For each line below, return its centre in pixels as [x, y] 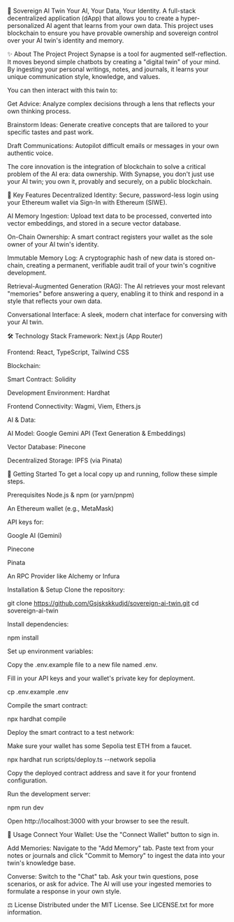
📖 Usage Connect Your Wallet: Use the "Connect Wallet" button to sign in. [113, 834]
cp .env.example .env [38, 692]
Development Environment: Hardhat [59, 393]
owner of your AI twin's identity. [53, 244]
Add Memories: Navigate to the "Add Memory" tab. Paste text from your [111, 848]
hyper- [190, 18]
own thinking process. [39, 111]
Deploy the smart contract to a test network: [71, 732]
